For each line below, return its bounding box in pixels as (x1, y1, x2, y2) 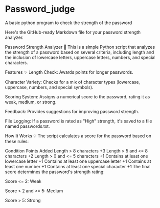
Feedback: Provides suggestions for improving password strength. (5, 108, 139, 114)
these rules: (5, 138, 29, 144)
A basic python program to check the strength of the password (5, 20, 132, 26)
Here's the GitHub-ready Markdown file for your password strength (5, 29, 141, 35)
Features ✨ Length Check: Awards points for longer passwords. (5, 69, 134, 75)
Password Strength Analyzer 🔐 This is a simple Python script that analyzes (5, 44, 155, 50)
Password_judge (5, 3, 75, 15)
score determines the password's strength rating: (5, 169, 105, 175)
